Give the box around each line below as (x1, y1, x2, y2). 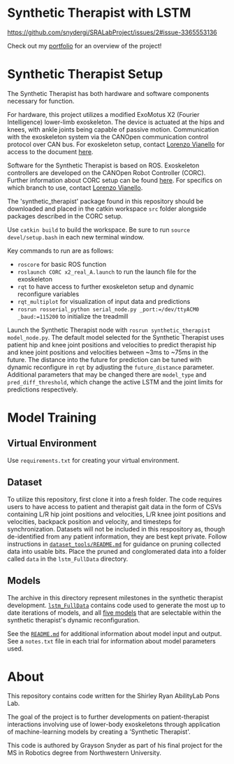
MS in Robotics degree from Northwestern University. (7, 749, 162, 757)
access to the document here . (7, 147, 94, 155)
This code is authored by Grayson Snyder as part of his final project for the (7, 741, 223, 750)
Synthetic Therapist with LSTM (7, 5, 191, 21)
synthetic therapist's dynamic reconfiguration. (7, 616, 140, 624)
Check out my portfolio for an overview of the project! (7, 41, 162, 50)
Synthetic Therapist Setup (7, 67, 163, 82)
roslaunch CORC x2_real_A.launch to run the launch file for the (17, 268, 197, 276)
